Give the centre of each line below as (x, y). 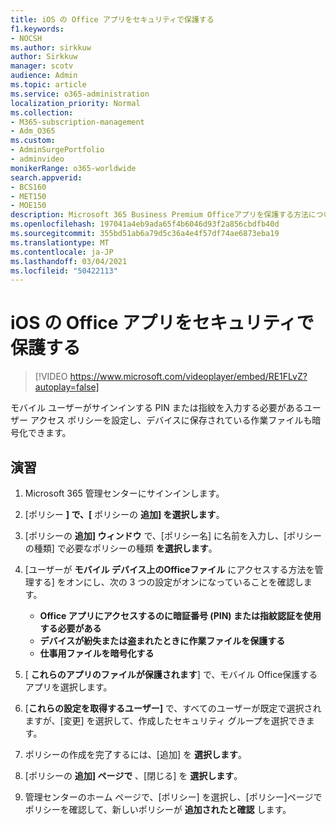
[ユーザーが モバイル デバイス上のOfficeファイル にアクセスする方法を (169, 569)
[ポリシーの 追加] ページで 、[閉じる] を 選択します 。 (133, 775)
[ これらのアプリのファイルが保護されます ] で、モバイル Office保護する (171, 674)
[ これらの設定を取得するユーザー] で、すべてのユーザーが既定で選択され (173, 708)
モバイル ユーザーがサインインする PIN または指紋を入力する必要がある (157, 408)
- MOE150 (28, 206)
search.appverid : (46, 177)
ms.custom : (33, 141)
